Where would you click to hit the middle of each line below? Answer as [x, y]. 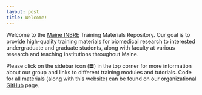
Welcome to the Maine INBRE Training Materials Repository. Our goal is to [98, 34]
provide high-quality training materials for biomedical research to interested [101, 41]
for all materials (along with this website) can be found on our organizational [101, 79]
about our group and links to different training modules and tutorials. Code [99, 72]
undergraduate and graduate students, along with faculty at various [91, 47]
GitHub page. [23, 85]
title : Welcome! [27, 18]
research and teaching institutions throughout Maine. [72, 54]
